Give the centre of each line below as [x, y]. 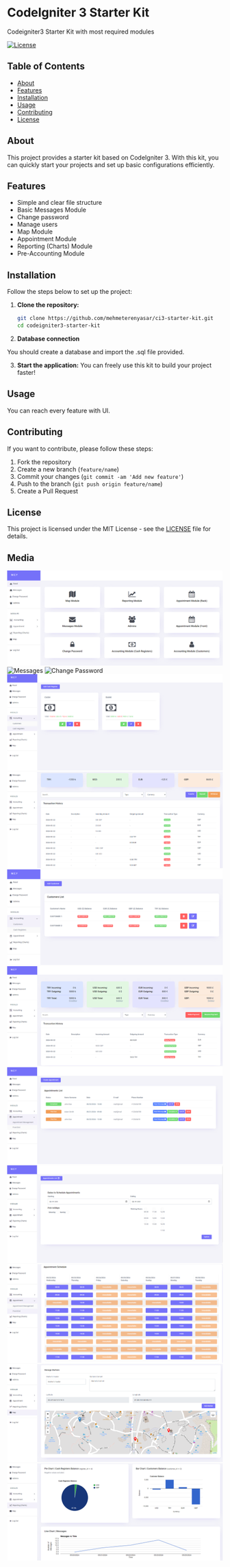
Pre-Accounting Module [51, 254]
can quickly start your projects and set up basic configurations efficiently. [111, 164]
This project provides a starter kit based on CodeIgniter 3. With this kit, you [113, 157]
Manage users [37, 225]
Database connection [48, 338]
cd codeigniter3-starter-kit [59, 326]
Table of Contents [46, 66]
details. [17, 536]
